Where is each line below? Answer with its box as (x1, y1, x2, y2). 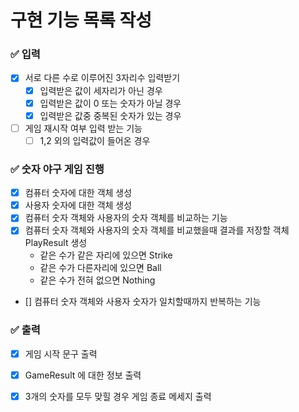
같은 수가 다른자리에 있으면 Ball (39, 262, 162, 274)
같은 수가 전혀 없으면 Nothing (39, 274, 156, 286)
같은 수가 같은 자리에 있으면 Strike (39, 249, 173, 261)
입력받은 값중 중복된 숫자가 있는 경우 (39, 109, 182, 121)
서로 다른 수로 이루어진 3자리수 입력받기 (24, 72, 181, 84)
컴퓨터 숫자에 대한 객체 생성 (24, 187, 133, 199)
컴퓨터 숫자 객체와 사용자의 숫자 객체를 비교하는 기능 (24, 212, 228, 224)
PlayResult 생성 (24, 237, 88, 249)
